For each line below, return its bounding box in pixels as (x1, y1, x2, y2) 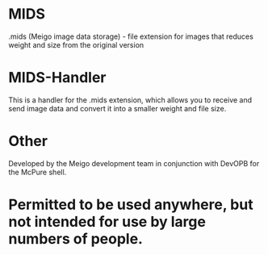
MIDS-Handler (8, 69, 107, 87)
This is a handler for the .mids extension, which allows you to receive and (8, 94, 253, 105)
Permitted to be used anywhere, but (8, 195, 253, 214)
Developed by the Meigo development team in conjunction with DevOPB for (8, 158, 260, 168)
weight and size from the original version (8, 40, 144, 49)
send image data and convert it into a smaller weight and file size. (8, 103, 227, 113)
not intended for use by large (8, 213, 206, 231)
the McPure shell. (8, 167, 67, 177)
